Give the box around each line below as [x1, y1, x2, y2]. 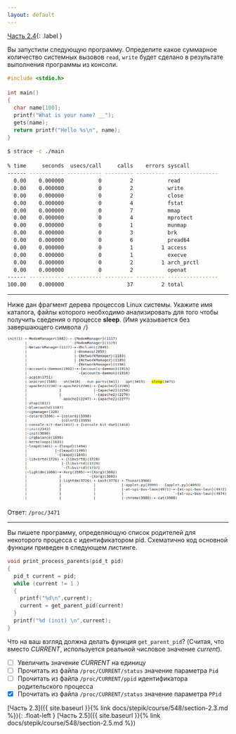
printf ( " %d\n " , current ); [20, 595, 93, 602]
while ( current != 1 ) [13, 580, 80, 587]
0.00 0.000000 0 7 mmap [13, 207, 181, 214]
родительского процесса [17, 683, 93, 691]
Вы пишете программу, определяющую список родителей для [7, 529, 196, 537]
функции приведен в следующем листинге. [7, 543, 138, 552]
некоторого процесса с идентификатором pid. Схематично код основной [7, 536, 228, 545]
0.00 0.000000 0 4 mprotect [13, 215, 193, 222]
